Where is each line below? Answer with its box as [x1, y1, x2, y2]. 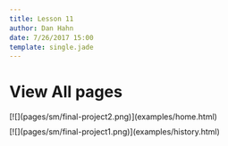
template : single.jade [9, 43, 94, 52]
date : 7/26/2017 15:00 [9, 33, 94, 42]
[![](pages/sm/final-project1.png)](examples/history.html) [9, 126, 221, 137]
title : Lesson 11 [9, 14, 74, 23]
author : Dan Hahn [9, 23, 74, 33]
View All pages [9, 82, 123, 102]
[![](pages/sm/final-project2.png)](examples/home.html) [9, 111, 217, 122]
